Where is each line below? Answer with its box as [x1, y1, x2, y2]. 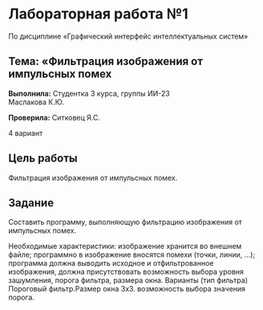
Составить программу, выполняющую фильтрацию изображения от [8, 218, 243, 227]
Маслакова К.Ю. [8, 97, 64, 107]
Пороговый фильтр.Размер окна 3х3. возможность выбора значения [8, 284, 246, 294]
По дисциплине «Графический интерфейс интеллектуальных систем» [8, 31, 249, 41]
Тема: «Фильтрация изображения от [8, 55, 203, 68]
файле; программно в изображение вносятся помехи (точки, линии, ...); [8, 250, 256, 259]
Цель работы [8, 152, 78, 165]
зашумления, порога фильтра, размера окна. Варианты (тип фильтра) [8, 275, 249, 285]
